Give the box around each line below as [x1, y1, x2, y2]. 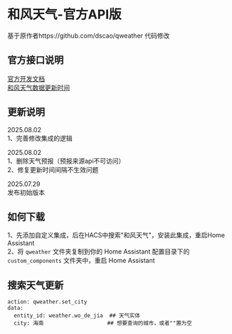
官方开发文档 [7, 74, 45, 82]
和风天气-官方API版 [7, 6, 122, 23]
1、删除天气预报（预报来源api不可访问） [7, 156, 125, 165]
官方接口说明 [7, 54, 64, 66]
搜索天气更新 [7, 279, 64, 291]
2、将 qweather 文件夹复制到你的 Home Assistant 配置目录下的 [7, 247, 190, 256]
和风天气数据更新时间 [7, 83, 70, 92]
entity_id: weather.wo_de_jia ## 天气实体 [14, 312, 141, 320]
